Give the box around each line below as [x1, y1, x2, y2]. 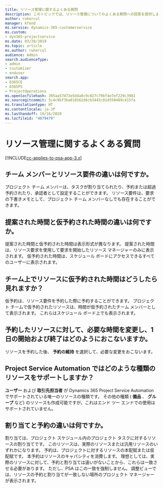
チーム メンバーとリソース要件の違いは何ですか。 [5, 170, 153, 178]
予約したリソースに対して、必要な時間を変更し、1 [5, 326, 154, 334]
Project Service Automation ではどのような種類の [5, 364, 156, 373]
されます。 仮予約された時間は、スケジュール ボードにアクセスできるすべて [5, 253, 155, 259]
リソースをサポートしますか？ [5, 373, 94, 382]
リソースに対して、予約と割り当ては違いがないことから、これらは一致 [13, 459, 153, 466]
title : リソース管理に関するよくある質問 [5, 7, 78, 12]
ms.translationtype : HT [5, 102, 53, 107]
